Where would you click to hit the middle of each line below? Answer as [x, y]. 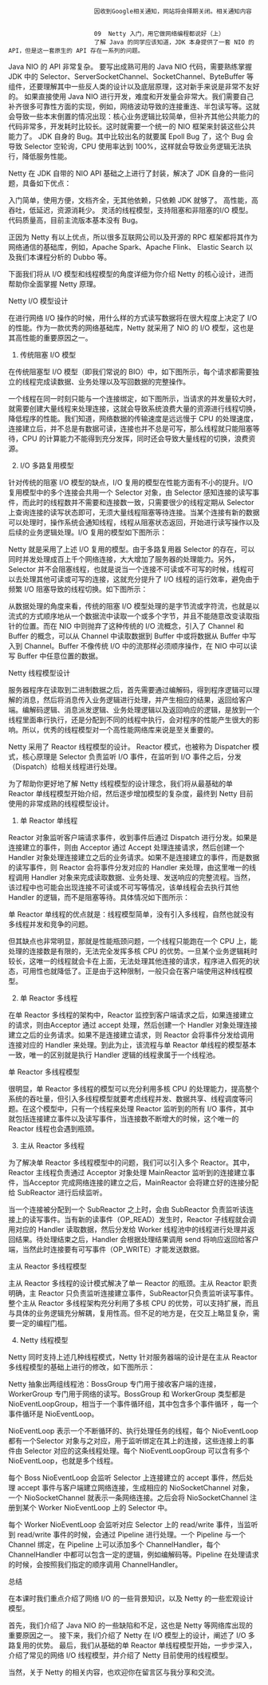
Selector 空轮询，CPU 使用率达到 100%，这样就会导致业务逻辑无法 [134, 146]
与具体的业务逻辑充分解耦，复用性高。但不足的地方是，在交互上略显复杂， [130, 1313]
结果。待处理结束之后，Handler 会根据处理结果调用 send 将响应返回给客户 [137, 1239]
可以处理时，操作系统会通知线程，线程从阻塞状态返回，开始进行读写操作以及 [134, 522]
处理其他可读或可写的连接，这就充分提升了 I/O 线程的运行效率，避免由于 [141, 579]
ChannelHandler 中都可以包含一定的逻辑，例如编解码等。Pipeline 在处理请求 [134, 1555]
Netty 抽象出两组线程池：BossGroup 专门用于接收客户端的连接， [114, 1384]
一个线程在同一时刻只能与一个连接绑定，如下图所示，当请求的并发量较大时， [134, 399]
